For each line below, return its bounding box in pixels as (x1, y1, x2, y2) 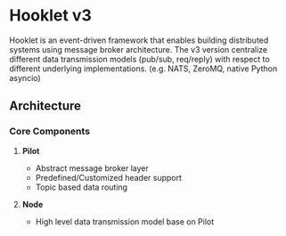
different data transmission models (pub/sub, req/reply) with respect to (9, 53, 270, 64)
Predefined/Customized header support (35, 172, 183, 183)
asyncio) (9, 72, 42, 83)
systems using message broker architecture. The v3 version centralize (9, 44, 268, 54)
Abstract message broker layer (35, 162, 150, 174)
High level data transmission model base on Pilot (35, 216, 215, 227)
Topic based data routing (35, 182, 127, 192)
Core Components (9, 126, 91, 138)
